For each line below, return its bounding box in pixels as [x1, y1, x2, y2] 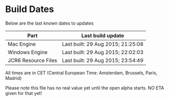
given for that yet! [5, 90, 42, 96]
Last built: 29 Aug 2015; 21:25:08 [62, 40, 144, 47]
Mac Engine [8, 40, 36, 47]
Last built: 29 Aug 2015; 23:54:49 [62, 57, 144, 64]
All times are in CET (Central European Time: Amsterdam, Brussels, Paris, [5, 69, 158, 76]
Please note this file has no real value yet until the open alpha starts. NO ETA [5, 84, 164, 91]
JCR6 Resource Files [8, 57, 58, 64]
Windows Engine [8, 49, 48, 56]
